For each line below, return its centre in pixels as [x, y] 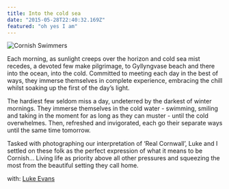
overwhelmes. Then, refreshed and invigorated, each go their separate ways [115, 123]
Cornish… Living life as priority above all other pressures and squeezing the [113, 158]
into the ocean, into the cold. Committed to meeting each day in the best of [113, 73]
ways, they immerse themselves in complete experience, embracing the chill [115, 81]
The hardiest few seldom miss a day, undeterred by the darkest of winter [109, 101]
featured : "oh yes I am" [42, 26]
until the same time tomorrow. [49, 130]
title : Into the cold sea [44, 13]
